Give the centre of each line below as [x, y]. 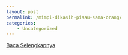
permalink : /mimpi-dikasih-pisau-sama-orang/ [64, 17]
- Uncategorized [38, 28]
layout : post [23, 12]
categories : [21, 23]
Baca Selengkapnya [31, 45]
